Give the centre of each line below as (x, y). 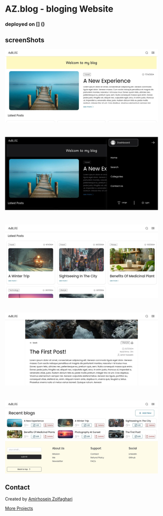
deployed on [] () (25, 24)
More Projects (19, 508)
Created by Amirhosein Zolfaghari (39, 499)
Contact (17, 487)
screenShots (25, 40)
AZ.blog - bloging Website (59, 9)
